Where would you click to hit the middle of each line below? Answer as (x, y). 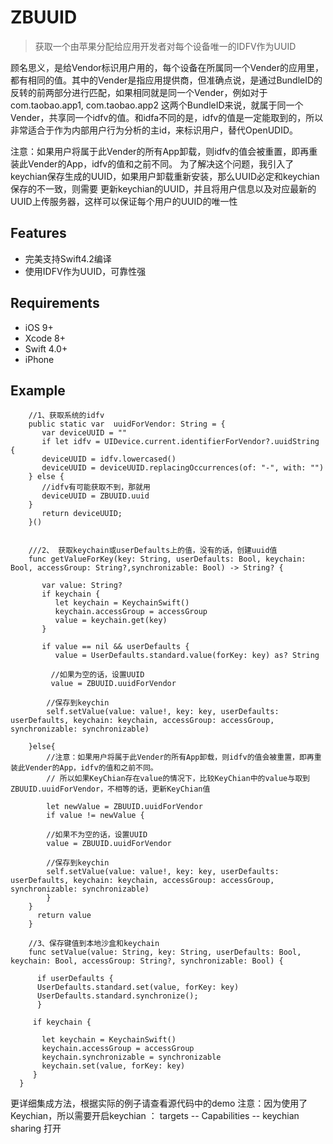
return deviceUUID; (82, 514)
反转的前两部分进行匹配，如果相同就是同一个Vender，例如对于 (139, 92)
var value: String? (82, 586)
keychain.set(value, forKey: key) (113, 1066)
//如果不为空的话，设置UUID (97, 835)
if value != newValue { (95, 816)
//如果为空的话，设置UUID (97, 675)
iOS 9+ (39, 327)
